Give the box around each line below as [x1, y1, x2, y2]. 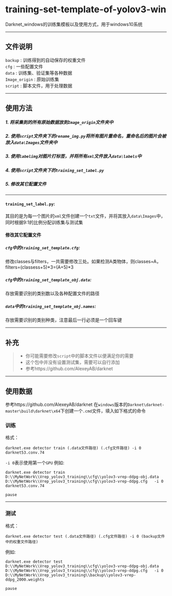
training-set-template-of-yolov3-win [5, 4, 166, 15]
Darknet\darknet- [127, 402, 165, 408]
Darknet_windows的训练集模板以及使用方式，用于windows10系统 [5, 21, 143, 27]
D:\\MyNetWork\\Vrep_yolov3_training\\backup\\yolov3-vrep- [5, 572, 137, 578]
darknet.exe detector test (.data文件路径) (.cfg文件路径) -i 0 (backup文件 [5, 534, 165, 539]
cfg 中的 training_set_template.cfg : [5, 245, 80, 250]
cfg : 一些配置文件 [5, 63, 44, 70]
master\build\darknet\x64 [5, 409, 60, 414]
